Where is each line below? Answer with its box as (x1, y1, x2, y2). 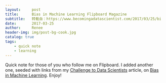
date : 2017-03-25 (5, 21, 54, 26)
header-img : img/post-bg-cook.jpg (5, 30, 77, 35)
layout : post (5, 7, 41, 12)
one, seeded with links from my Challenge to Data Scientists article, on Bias (5, 67, 159, 73)
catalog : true (5, 35, 35, 40)
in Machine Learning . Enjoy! (5, 72, 62, 78)
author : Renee (5, 26, 43, 30)
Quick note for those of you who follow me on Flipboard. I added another (5, 62, 153, 68)
